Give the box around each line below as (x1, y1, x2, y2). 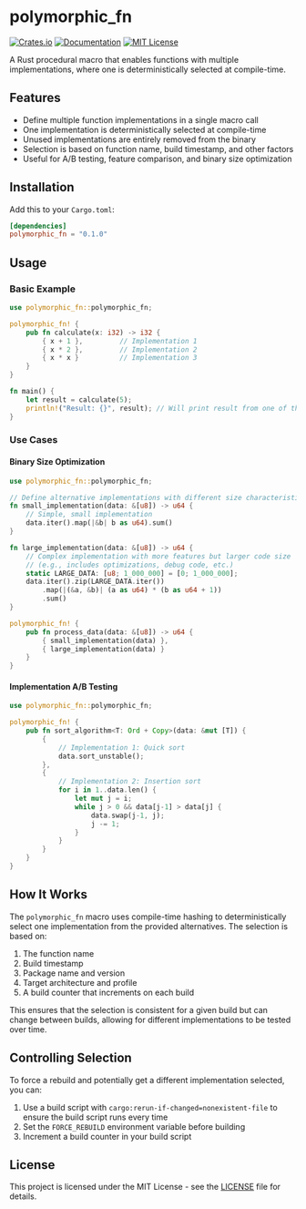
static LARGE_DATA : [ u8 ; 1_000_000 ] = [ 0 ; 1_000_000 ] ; (25, 569, 239, 578)
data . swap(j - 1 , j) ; (90, 811, 166, 820)
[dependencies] (9, 221, 67, 231)
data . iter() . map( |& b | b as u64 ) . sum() (25, 518, 173, 528)
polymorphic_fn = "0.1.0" (9, 230, 107, 239)
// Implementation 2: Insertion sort (57, 777, 202, 786)
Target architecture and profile (22, 977, 138, 988)
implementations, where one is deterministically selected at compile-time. (9, 64, 287, 75)
